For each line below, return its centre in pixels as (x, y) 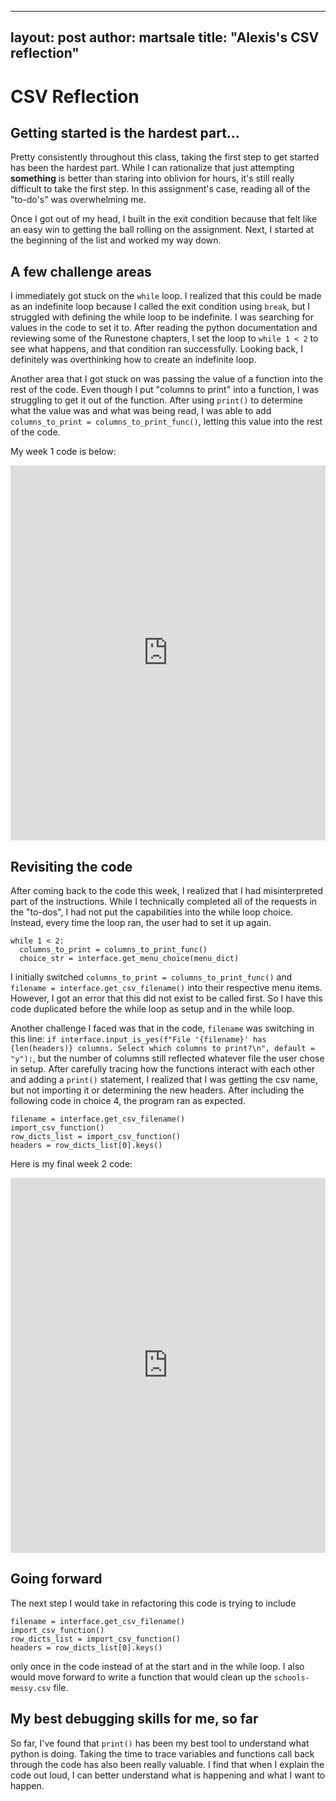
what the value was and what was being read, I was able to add (141, 411)
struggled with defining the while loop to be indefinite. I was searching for (162, 317)
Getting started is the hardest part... (125, 132)
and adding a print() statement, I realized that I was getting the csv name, (164, 1080)
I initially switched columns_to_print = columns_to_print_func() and (151, 977)
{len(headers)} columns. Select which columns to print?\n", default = (162, 1049)
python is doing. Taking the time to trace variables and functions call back (162, 1753)
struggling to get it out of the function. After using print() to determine (157, 400)
